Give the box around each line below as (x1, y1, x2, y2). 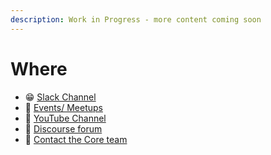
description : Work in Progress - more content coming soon (10, 14, 262, 25)
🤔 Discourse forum (24, 122, 103, 135)
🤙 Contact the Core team (24, 133, 128, 145)
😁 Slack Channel (24, 91, 97, 103)
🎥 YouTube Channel (24, 112, 107, 124)
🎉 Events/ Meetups (24, 101, 103, 113)
